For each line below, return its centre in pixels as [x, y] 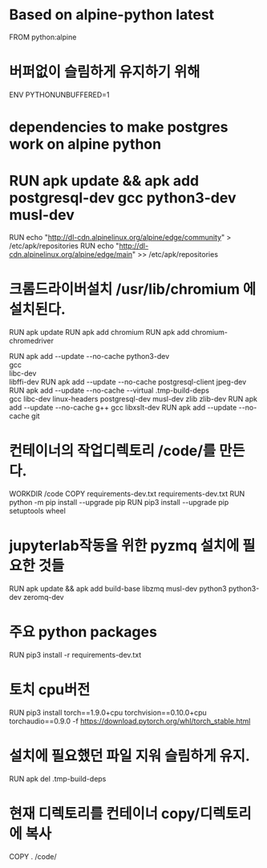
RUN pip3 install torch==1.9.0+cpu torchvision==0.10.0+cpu [108, 712]
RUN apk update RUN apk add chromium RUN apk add [99, 332]
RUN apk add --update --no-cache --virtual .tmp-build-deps [109, 390]
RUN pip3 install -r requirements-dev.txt [75, 654]
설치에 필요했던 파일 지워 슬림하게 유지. [130, 756]
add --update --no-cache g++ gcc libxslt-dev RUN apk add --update [123, 407]
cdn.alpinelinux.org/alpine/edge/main [71, 254]
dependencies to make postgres [119, 127]
